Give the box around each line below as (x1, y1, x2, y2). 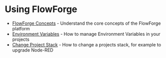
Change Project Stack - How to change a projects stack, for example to (12, 41, 161, 47)
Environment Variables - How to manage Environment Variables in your (12, 31, 161, 37)
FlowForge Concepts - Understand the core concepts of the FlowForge (12, 20, 161, 26)
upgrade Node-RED (12, 47, 54, 53)
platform (12, 25, 30, 31)
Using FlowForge (5, 4, 78, 15)
